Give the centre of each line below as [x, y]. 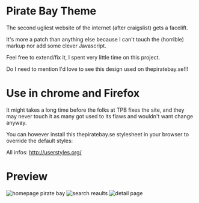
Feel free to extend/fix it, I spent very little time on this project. [83, 57]
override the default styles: [40, 141]
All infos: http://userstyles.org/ [44, 152]
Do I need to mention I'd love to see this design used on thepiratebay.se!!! [97, 69]
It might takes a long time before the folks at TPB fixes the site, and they [95, 110]
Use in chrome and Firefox [73, 93]
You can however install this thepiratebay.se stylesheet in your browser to [98, 134]
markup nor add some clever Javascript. [56, 46]
